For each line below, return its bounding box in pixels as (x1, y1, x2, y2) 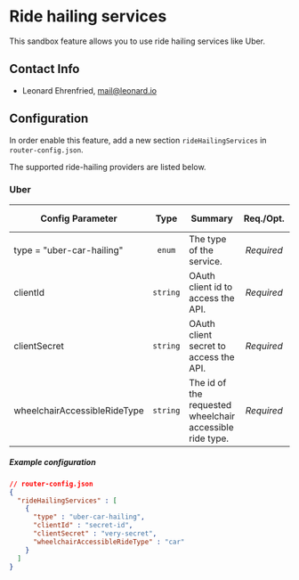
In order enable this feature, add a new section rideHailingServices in (9, 135, 267, 145)
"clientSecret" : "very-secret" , (32, 529, 158, 538)
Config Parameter (40, 212, 117, 225)
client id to (188, 281, 233, 293)
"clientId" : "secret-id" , (32, 521, 133, 530)
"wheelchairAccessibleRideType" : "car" (32, 537, 185, 546)
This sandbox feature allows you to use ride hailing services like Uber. (9, 36, 265, 46)
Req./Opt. (243, 212, 285, 225)
